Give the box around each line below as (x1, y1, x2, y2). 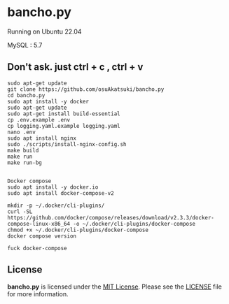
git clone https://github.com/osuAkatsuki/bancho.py (7, 85, 165, 93)
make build (7, 147, 39, 154)
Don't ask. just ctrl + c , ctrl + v (7, 61, 144, 73)
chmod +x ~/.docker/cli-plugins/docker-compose (7, 226, 149, 233)
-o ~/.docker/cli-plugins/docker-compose (73, 220, 196, 227)
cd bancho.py (7, 92, 46, 99)
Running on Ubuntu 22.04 (7, 27, 82, 36)
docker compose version (7, 232, 77, 240)
